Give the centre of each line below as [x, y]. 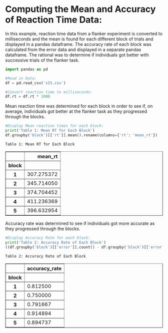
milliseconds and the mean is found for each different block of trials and [79, 39]
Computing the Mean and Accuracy [80, 9]
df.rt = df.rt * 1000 [28, 97]
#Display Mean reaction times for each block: [54, 126]
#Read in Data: [21, 78]
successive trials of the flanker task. [42, 60]
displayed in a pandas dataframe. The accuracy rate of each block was [78, 44]
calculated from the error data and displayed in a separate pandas [73, 49]
